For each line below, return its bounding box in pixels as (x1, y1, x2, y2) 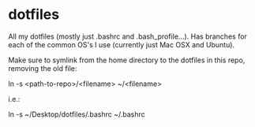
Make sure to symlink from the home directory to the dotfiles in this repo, (8, 55, 246, 65)
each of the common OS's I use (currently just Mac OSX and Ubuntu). (8, 39, 235, 49)
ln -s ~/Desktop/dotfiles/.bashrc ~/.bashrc (8, 109, 145, 119)
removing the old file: (8, 63, 77, 73)
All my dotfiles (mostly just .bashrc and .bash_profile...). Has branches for (8, 32, 247, 41)
